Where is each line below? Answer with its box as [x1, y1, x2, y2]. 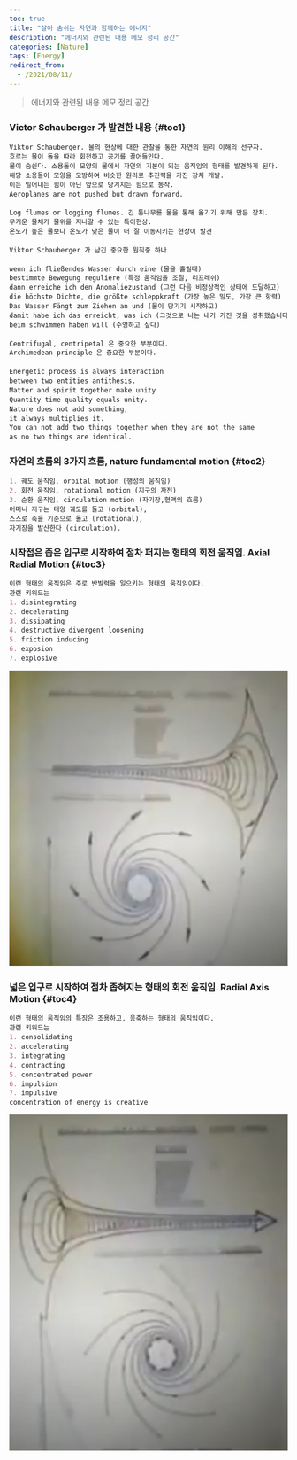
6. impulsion [9, 1079, 57, 1089]
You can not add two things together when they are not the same [9, 423, 255, 432]
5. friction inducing [9, 635, 89, 644]
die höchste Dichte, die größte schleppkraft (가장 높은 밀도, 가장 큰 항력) [9, 292, 282, 301]
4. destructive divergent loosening [9, 625, 144, 635]
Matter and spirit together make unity [9, 385, 156, 394]
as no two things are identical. [9, 432, 133, 442]
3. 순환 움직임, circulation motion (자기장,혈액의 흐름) [9, 496, 203, 505]
